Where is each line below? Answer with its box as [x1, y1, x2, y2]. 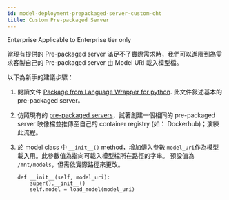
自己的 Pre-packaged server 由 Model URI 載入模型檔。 [25, 58, 183, 66]
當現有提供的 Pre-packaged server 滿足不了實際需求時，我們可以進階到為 [7, 50, 216, 58]
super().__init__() [30, 180, 86, 187]
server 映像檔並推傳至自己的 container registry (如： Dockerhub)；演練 [17, 119, 219, 128]
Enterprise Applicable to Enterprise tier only [7, 35, 132, 43]
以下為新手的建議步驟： [7, 73, 74, 81]
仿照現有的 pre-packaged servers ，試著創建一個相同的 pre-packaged [17, 111, 216, 119]
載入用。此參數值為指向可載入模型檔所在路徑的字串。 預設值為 [17, 151, 195, 159]
